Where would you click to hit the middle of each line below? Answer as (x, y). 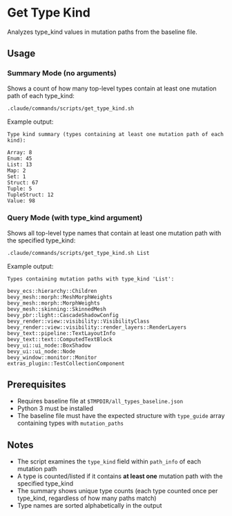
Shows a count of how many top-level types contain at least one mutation (112, 88)
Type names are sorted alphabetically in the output (89, 506)
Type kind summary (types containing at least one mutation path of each (116, 134)
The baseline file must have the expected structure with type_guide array (121, 416)
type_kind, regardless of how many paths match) (87, 498)
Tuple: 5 (20, 189)
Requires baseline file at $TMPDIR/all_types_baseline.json (100, 401)
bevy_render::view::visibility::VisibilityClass (78, 321)
